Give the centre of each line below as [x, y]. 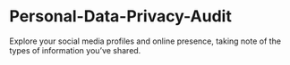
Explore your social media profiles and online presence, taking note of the [145, 41]
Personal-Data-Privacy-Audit [121, 16]
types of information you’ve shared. [75, 50]
